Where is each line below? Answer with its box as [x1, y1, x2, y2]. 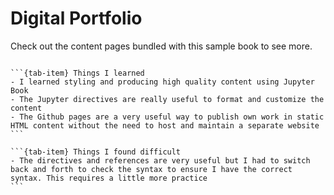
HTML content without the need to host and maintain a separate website [10, 120, 320, 131]
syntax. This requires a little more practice [10, 173, 208, 183]
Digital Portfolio [10, 7, 143, 30]
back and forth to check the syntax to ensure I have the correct [10, 164, 293, 174]
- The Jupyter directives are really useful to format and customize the [10, 94, 325, 104]
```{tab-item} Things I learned [10, 68, 145, 78]
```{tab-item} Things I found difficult [10, 147, 182, 157]
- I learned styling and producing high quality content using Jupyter [10, 77, 315, 87]
